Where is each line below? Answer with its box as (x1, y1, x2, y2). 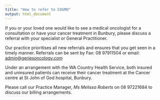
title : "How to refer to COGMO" (5, 7, 71, 12)
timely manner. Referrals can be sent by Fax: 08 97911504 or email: (5, 50, 140, 56)
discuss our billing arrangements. (5, 89, 72, 95)
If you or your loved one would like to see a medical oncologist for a (5, 25, 141, 31)
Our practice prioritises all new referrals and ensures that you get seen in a (5, 45, 156, 50)
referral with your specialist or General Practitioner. (5, 35, 108, 41)
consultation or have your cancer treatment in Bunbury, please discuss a (5, 30, 151, 36)
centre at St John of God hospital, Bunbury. (5, 75, 92, 81)
